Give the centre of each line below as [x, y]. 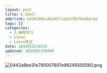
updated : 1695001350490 [30, 51]
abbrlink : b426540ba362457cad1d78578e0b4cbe [52, 19]
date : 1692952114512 [26, 46]
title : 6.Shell [21, 14]
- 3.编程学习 [21, 33]
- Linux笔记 [21, 42]
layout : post [18, 10]
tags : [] [14, 23]
